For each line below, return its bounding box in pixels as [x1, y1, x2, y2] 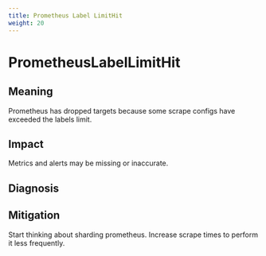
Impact [8, 137, 44, 151]
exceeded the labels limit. [8, 114, 92, 124]
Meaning [8, 85, 53, 99]
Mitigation [8, 208, 61, 223]
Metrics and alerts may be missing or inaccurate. [8, 158, 169, 168]
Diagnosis [8, 181, 60, 195]
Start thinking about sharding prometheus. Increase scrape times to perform [8, 230, 259, 239]
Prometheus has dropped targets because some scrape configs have [8, 106, 236, 115]
